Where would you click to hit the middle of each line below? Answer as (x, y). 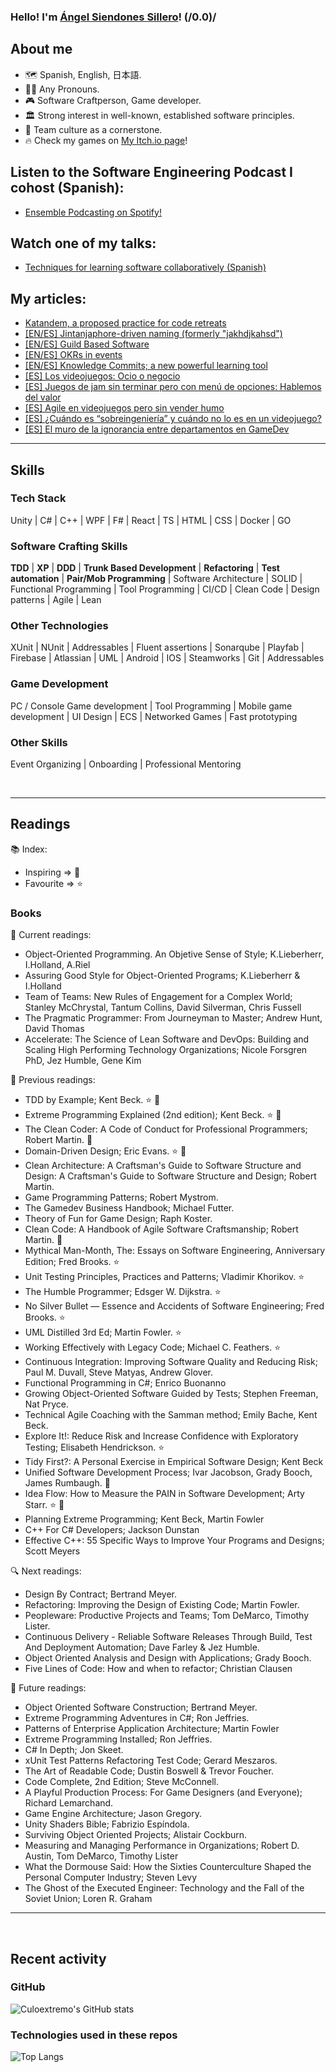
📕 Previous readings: (53, 1080)
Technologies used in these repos (94, 2035)
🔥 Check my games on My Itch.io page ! (106, 140)
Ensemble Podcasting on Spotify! (93, 212)
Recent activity (58, 1958)
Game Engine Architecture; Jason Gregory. (113, 1814)
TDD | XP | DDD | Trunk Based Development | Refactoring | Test (145, 568)
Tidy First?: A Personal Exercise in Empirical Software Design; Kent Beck (174, 1462)
